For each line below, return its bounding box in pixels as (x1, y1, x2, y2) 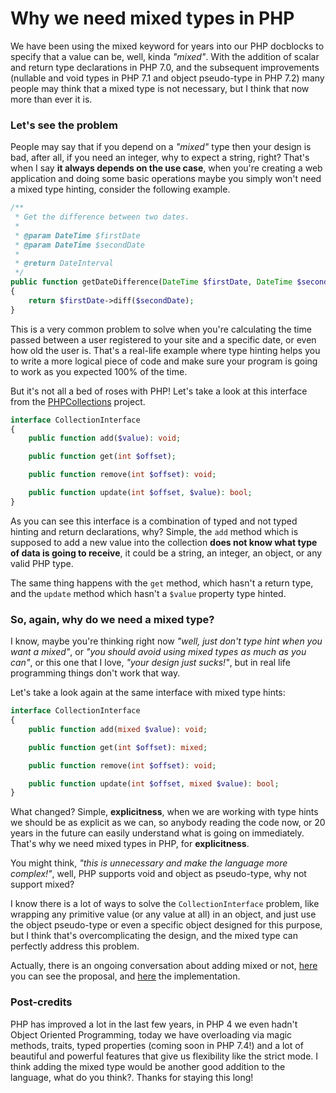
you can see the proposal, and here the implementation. (10, 970, 241, 982)
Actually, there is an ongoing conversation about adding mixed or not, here (10, 960, 318, 972)
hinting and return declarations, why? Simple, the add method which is (10, 525, 299, 537)
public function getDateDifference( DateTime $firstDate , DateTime (10, 277, 293, 287)
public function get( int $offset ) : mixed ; (28, 742, 208, 752)
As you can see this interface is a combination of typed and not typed (10, 515, 298, 527)
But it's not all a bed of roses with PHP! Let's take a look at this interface (10, 385, 308, 397)
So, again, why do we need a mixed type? (10, 612, 215, 626)
